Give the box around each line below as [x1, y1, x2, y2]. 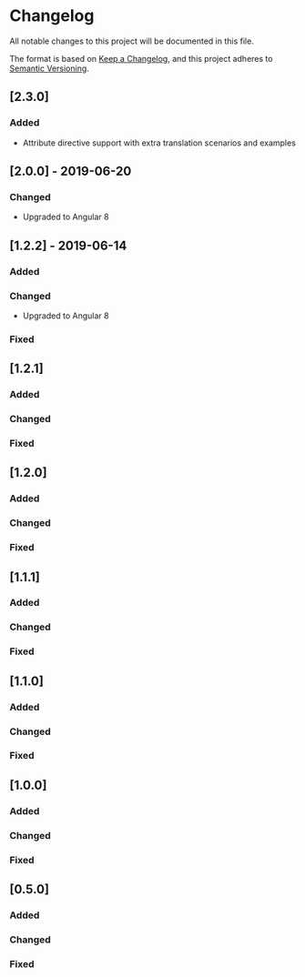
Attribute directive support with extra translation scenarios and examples [22, 137, 296, 148]
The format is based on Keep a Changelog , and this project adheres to [9, 53, 273, 64]
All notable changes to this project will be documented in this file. [9, 35, 255, 46]
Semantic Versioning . [9, 63, 89, 74]
